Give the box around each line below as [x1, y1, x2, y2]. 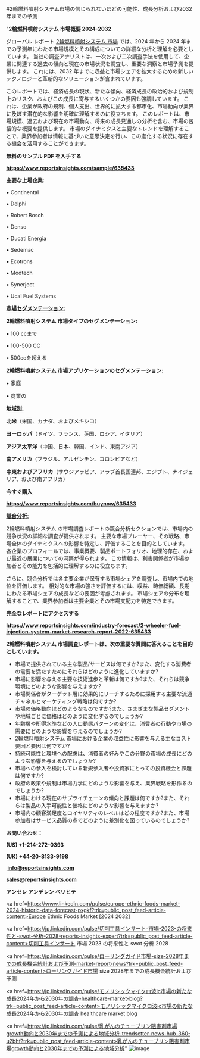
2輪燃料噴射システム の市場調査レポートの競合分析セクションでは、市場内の [6, 525, 193, 532]
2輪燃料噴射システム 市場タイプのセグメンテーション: [6, 317, 138, 324]
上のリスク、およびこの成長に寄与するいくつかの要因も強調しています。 [6, 95, 183, 102]
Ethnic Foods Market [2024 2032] [47, 913, 130, 920]
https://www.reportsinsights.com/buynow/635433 [6, 500, 137, 507]
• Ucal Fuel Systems [6, 292, 57, 299]
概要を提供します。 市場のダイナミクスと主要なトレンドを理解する [21, 125, 185, 132]
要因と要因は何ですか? [14, 742, 70, 749]
